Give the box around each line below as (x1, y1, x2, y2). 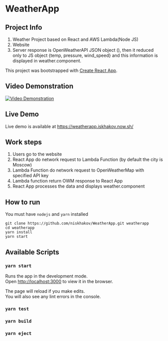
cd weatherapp (5, 225, 35, 230)
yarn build (5, 318, 32, 324)
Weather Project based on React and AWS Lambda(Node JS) (12, 36, 139, 42)
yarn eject (5, 330, 32, 336)
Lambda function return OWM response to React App (12, 178, 123, 184)
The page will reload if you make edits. (5, 288, 85, 294)
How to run (5, 198, 41, 206)
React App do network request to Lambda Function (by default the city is (12, 156, 163, 162)
